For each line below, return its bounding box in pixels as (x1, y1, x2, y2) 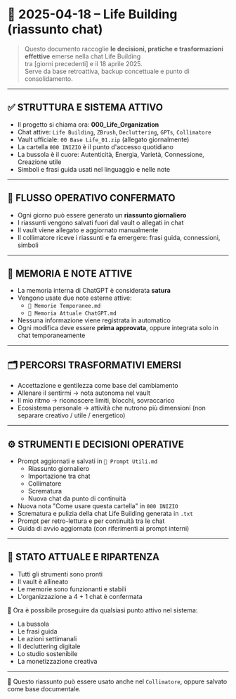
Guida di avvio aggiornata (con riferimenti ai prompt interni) (17, 524, 190, 532)
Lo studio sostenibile (17, 649, 78, 657)
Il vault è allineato (17, 577, 69, 586)
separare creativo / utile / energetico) (17, 411, 126, 420)
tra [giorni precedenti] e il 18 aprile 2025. (24, 59, 143, 68)
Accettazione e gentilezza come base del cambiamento (17, 382, 178, 390)
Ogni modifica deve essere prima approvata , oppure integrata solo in (17, 324, 219, 332)
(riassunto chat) (7, 21, 103, 37)
